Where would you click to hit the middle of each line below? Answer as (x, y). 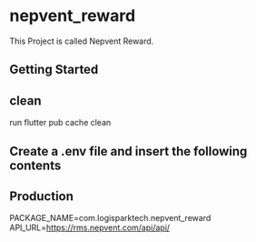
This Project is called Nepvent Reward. (82, 41)
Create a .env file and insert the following (128, 151)
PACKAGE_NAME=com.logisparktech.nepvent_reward (110, 218)
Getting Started (54, 70)
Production (42, 196)
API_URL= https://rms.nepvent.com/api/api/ (90, 227)
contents (35, 165)
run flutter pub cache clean (60, 123)
